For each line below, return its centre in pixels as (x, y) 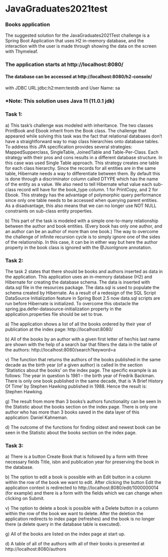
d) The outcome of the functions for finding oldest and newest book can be (83, 427)
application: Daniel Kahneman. (37, 417)
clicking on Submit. (25, 499)
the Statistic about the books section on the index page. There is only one (81, 407)
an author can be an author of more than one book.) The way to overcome (82, 231)
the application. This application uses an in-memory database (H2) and (79, 277)
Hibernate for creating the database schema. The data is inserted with (78, 282)
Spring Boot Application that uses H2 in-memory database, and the (75, 41)
